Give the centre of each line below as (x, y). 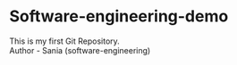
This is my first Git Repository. (65, 41)
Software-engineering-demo (119, 16)
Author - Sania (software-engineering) (80, 50)
